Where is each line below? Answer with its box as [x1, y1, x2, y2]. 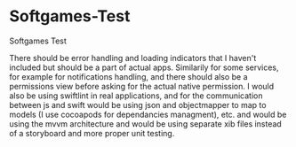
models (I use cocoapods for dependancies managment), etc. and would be [9, 109, 287, 120]
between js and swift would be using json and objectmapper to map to [9, 99, 267, 110]
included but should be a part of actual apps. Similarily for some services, [9, 62, 279, 73]
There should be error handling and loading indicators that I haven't [9, 52, 257, 63]
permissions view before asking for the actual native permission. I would [9, 81, 275, 91]
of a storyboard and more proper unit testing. [9, 128, 175, 138]
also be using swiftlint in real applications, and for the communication [9, 90, 263, 101]
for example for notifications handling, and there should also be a [9, 71, 248, 81]
